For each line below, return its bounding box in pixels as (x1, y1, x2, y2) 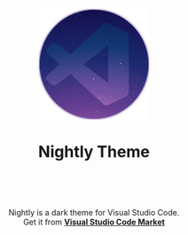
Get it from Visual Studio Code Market (23, 216, 165, 227)
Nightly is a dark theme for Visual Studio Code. (8, 207, 180, 217)
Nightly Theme (37, 142, 151, 162)
